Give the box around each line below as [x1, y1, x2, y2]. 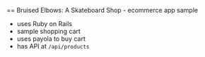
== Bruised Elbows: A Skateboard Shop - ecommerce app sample [6, 6, 199, 14]
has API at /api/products [16, 42, 90, 50]
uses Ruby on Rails [16, 20, 72, 27]
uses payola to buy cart [16, 34, 86, 43]
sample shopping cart [16, 27, 81, 35]
